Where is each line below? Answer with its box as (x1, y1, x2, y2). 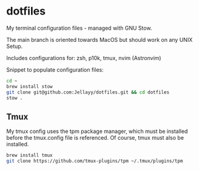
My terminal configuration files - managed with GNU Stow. (6, 24, 152, 32)
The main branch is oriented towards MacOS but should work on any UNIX (6, 36, 193, 43)
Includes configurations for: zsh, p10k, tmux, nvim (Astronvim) (6, 54, 162, 61)
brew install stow (6, 83, 53, 89)
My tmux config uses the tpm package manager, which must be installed (6, 127, 188, 135)
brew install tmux (6, 152, 53, 158)
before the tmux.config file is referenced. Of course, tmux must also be (6, 134, 184, 141)
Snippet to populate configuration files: (6, 66, 104, 73)
